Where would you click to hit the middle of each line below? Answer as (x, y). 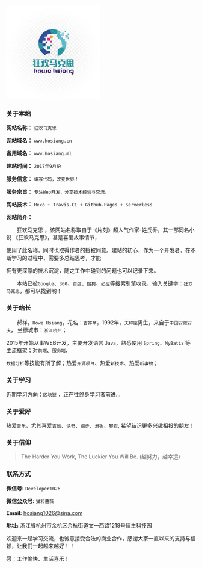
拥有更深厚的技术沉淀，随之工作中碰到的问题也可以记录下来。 (83, 271)
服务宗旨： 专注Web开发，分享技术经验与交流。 (58, 192)
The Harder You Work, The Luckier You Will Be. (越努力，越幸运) (100, 457)
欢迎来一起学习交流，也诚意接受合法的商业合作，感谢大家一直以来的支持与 (98, 538)
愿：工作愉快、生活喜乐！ (38, 558)
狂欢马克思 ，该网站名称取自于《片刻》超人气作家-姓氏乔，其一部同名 (103, 230)
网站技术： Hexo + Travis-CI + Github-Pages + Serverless (79, 205)
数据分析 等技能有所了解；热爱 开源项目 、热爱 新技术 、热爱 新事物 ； (82, 363)
